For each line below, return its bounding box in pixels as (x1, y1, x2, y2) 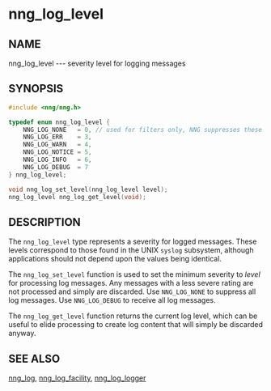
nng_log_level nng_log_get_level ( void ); (8, 193, 147, 201)
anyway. (8, 329, 36, 338)
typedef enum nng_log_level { (8, 118, 111, 126)
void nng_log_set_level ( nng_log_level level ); (8, 185, 168, 193)
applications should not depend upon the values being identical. (8, 254, 222, 264)
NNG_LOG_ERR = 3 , (23, 133, 92, 142)
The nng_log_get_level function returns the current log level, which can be (8, 311, 258, 321)
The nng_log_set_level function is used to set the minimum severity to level (8, 270, 260, 279)
